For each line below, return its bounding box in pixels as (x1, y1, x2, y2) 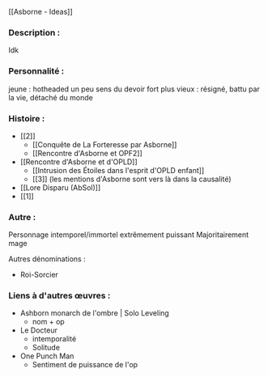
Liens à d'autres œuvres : (8, 290, 111, 302)
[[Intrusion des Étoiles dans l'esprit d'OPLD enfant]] (32, 165, 205, 175)
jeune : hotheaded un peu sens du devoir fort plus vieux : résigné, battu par (8, 84, 261, 94)
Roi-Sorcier (19, 270, 59, 280)
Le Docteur (19, 325, 58, 335)
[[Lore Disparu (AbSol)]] (19, 182, 101, 193)
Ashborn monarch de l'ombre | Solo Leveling (19, 308, 170, 318)
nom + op (32, 317, 65, 327)
